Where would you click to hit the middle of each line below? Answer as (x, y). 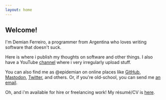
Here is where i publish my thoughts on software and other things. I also (79, 57)
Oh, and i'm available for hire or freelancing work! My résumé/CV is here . (80, 92)
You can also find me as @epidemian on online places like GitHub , (73, 72)
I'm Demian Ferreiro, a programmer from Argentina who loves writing (76, 42)
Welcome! (21, 30)
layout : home (19, 10)
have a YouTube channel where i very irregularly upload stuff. (68, 62)
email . (11, 82)
